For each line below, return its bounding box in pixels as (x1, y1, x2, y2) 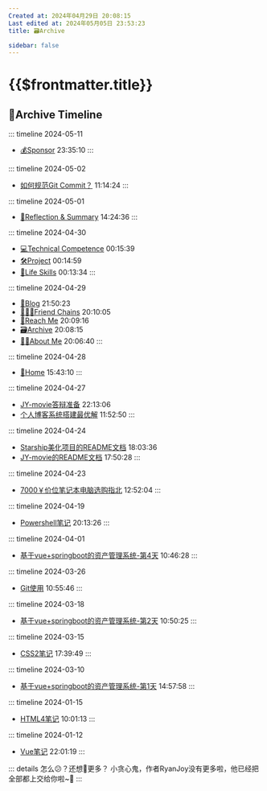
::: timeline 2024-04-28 (8, 352, 86, 362)
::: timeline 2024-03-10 (8, 665, 85, 674)
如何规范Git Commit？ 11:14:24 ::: (19, 180, 129, 190)
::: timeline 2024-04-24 (8, 426, 86, 435)
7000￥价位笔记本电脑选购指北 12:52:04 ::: (19, 485, 161, 495)
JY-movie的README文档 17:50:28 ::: (19, 452, 141, 463)
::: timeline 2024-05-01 (8, 196, 84, 206)
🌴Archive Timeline (8, 108, 103, 122)
